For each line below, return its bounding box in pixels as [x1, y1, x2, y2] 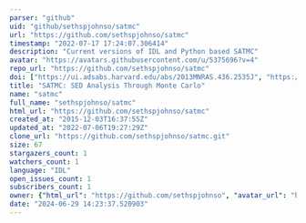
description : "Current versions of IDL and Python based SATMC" [9, 47, 259, 56]
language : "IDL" [9, 166, 71, 175]
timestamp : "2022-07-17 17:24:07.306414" [9, 38, 169, 48]
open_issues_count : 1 [9, 174, 92, 183]
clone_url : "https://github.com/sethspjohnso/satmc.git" [9, 132, 230, 141]
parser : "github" [9, 13, 76, 23]
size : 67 [9, 140, 43, 149]
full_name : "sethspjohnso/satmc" [9, 97, 137, 107]
